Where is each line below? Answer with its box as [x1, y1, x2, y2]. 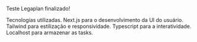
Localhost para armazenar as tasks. [6, 29, 93, 36]
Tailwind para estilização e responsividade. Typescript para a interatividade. [6, 23, 192, 30]
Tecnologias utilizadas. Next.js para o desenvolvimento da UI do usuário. [6, 17, 183, 23]
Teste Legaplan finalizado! [6, 5, 70, 12]
